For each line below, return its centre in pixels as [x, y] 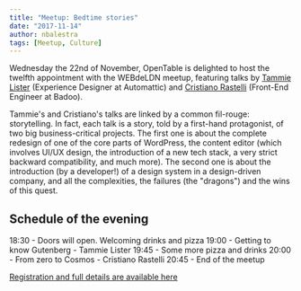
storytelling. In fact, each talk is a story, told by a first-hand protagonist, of [147, 124]
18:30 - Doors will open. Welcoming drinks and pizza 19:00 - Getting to [140, 241]
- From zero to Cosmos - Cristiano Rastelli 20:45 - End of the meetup [137, 260]
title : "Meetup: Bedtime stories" [74, 18]
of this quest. [34, 190]
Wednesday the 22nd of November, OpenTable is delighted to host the [140, 68]
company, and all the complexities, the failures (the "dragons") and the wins [150, 181]
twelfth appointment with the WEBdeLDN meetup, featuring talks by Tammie [150, 78]
